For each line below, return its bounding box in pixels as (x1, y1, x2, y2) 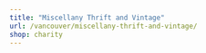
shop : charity (9, 30, 64, 39)
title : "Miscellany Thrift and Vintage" (9, 13, 166, 22)
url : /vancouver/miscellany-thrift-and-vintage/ (9, 22, 198, 31)
